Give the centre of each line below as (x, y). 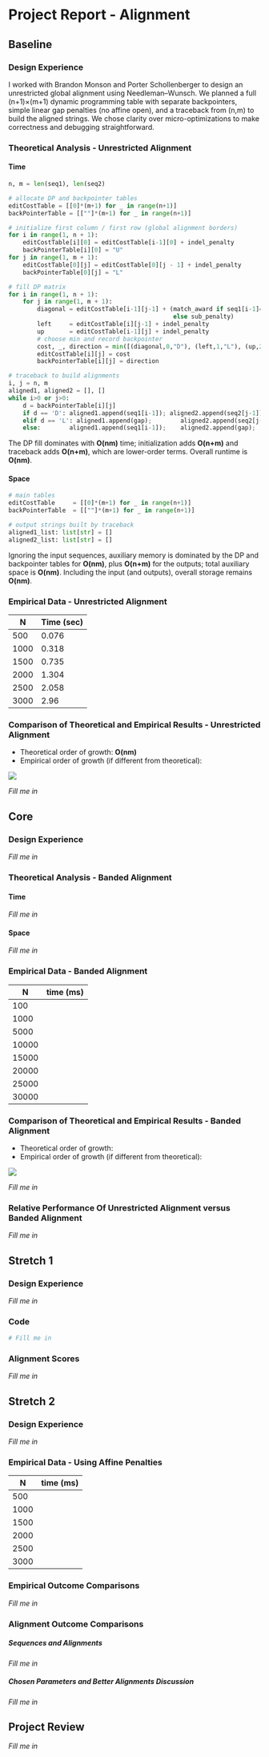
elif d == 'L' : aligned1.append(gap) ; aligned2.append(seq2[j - (143, 421)
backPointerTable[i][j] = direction (98, 361)
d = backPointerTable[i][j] (69, 405)
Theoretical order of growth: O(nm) (78, 752)
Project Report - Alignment (99, 15)
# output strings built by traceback (71, 525)
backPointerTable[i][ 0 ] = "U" (73, 250)
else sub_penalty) (204, 317)
